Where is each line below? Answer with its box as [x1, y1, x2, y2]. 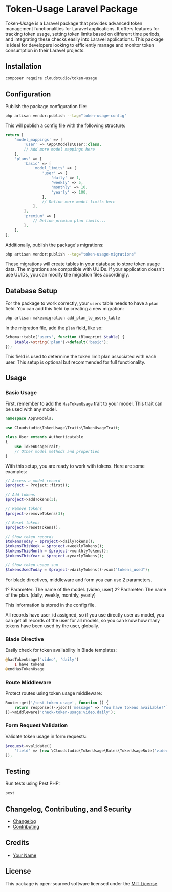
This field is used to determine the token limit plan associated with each [5, 353, 157, 359]
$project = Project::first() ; [5, 483, 70, 488]
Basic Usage [5, 389, 37, 396]
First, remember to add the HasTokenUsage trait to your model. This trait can [5, 400, 163, 407]
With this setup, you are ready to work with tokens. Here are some [5, 463, 145, 469]
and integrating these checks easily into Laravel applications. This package [5, 36, 164, 43]
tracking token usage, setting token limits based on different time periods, [5, 31, 161, 37]
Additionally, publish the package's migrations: [5, 242, 104, 248]
